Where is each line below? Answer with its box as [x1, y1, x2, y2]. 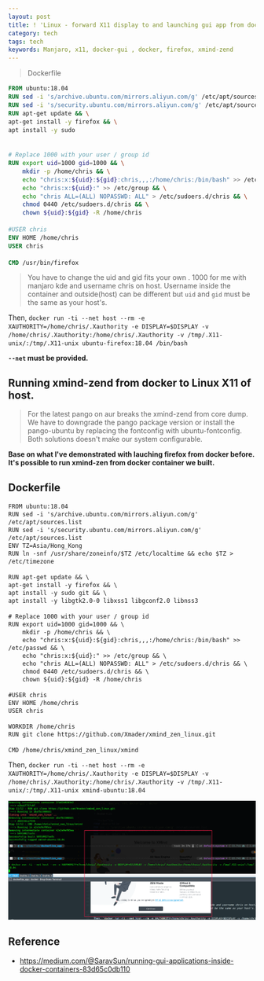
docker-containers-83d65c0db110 [19, 964, 131, 974]
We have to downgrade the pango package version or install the [27, 417, 236, 428]
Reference [8, 935, 60, 949]
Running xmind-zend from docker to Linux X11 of [8, 376, 251, 389]
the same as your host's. [27, 298, 108, 307]
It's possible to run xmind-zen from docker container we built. [8, 458, 215, 468]
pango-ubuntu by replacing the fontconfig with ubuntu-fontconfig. [27, 426, 242, 435]
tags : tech [8, 38, 44, 46]
